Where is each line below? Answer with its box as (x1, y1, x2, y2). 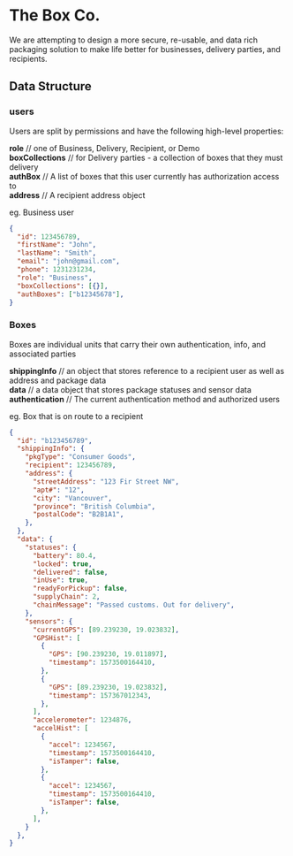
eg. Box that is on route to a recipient (9, 410, 144, 421)
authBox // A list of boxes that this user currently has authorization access (9, 171, 280, 181)
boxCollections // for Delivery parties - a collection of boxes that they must (9, 152, 283, 163)
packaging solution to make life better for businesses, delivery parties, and (9, 43, 281, 54)
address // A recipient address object (9, 189, 146, 200)
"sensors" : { (25, 616, 73, 626)
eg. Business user (9, 207, 75, 218)
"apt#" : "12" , (32, 485, 86, 494)
